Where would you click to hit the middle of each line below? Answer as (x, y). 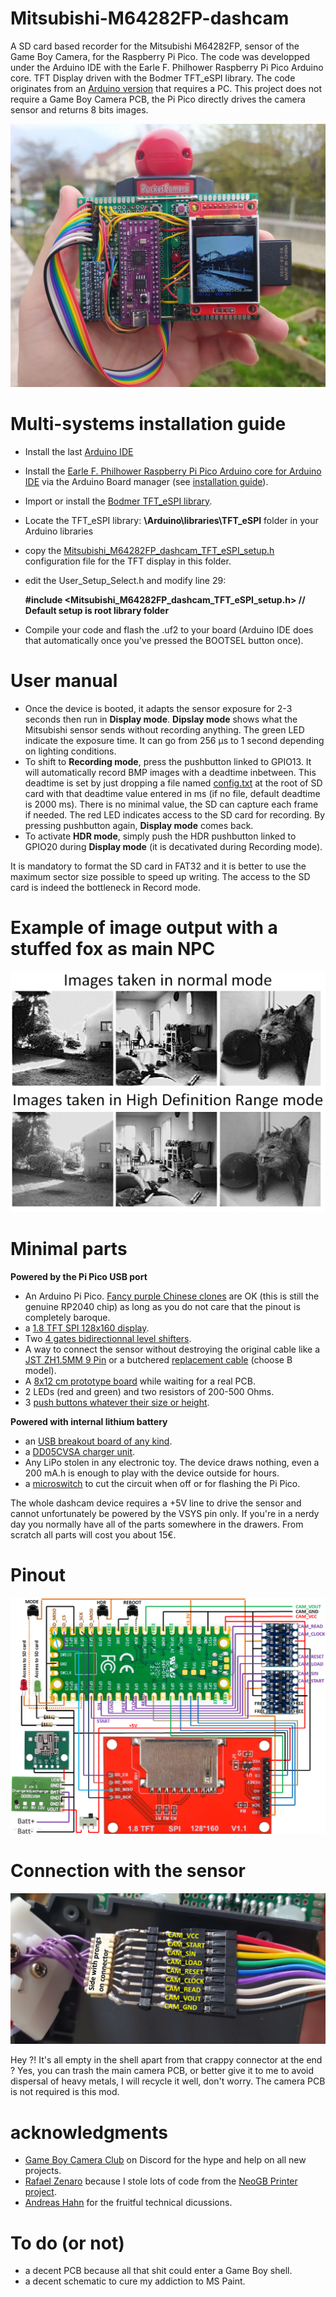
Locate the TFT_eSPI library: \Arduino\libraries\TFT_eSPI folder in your (171, 520)
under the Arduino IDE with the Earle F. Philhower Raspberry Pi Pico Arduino (167, 67)
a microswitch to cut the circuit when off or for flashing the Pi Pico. (162, 1483)
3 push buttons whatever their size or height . (117, 1402)
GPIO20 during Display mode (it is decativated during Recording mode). (173, 846)
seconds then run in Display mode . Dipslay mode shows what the (161, 719)
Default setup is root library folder (97, 610)
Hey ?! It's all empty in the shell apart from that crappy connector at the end (166, 2060)
